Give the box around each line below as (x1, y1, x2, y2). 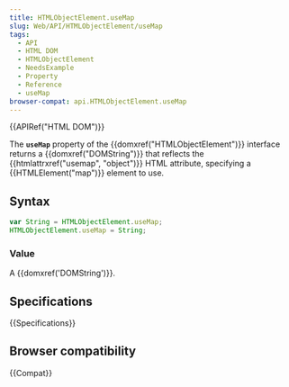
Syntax (9, 193, 50, 209)
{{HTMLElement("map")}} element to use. (9, 167, 165, 178)
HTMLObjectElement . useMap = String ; (9, 226, 147, 235)
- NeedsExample (17, 64, 75, 73)
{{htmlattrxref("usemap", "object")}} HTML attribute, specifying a (9, 158, 251, 169)
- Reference (17, 80, 63, 89)
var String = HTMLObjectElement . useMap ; (9, 218, 164, 227)
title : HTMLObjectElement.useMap (9, 13, 135, 22)
